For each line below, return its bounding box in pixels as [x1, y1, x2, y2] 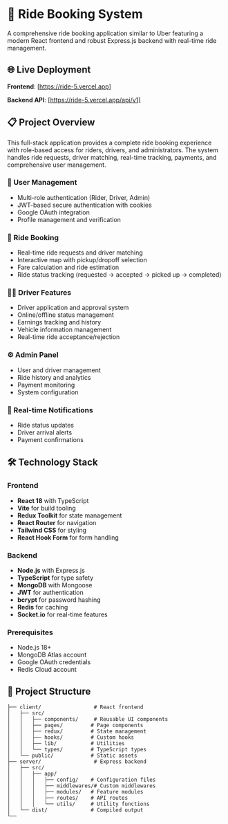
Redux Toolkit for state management [17, 511, 122, 520]
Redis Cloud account [17, 666, 77, 674]
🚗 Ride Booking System [7, 6, 143, 22]
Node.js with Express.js [17, 567, 85, 575]
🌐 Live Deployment [7, 64, 91, 75]
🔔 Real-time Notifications [7, 405, 93, 414]
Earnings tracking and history [17, 318, 102, 327]
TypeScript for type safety [17, 574, 94, 582]
